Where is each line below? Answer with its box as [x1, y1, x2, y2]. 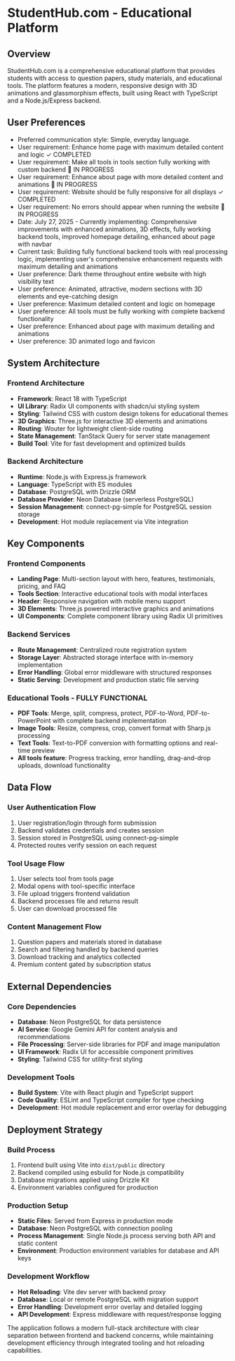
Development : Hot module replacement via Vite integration [17, 517, 189, 526]
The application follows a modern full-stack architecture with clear [7, 1323, 200, 1332]
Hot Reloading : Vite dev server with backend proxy [17, 1287, 166, 1296]
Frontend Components [7, 559, 86, 568]
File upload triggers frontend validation [17, 890, 130, 898]
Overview [7, 48, 51, 60]
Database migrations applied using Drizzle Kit [17, 1176, 149, 1185]
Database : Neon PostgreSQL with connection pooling [17, 1224, 173, 1232]
